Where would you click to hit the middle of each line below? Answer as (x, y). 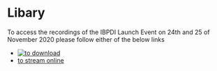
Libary (26, 13)
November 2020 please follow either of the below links (86, 39)
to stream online (40, 60)
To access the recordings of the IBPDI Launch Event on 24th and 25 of (109, 32)
